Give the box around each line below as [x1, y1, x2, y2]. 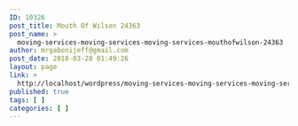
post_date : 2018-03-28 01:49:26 [9, 54, 129, 63]
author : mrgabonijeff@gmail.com [9, 46, 129, 55]
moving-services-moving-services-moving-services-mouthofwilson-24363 [17, 37, 284, 47]
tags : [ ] [9, 95, 46, 105]
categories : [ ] [9, 104, 69, 113]
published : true [9, 87, 69, 96]
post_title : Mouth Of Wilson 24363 [9, 21, 141, 30]
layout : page [9, 63, 58, 72]
